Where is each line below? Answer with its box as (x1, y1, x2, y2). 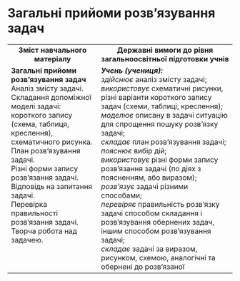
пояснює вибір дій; (101, 145, 167, 155)
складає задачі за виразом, (101, 244, 198, 254)
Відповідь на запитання (11, 181, 93, 191)
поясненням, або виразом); (101, 173, 198, 183)
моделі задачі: (11, 101, 61, 111)
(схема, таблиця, (11, 119, 69, 129)
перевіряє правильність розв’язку (101, 199, 220, 209)
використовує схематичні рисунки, (101, 83, 224, 93)
